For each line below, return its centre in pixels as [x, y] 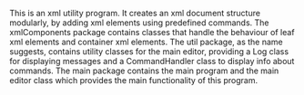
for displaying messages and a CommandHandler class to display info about [152, 61]
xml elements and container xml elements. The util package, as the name [147, 42]
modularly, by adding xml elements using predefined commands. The [139, 23]
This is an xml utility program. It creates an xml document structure [135, 13]
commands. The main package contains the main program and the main [144, 71]
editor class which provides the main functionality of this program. [133, 80]
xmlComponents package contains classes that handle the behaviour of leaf [152, 32]
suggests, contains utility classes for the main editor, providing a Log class [149, 52]
